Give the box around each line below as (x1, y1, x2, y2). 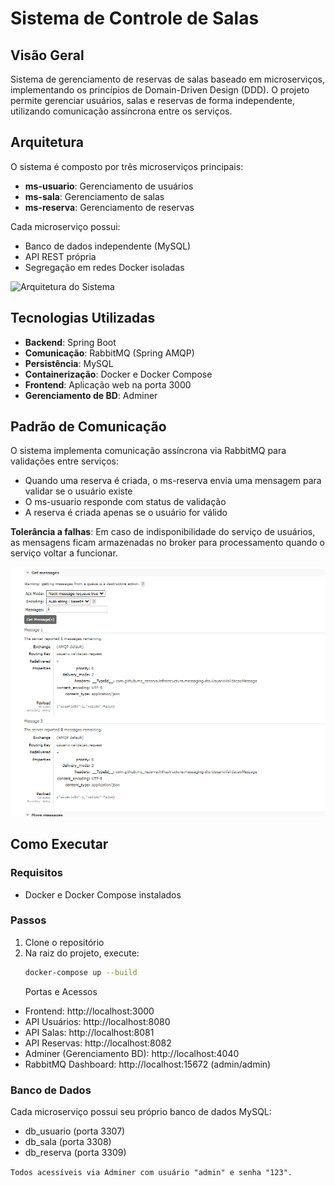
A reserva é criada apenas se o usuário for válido (24, 507, 228, 519)
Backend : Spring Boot (24, 336, 117, 348)
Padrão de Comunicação (10, 418, 167, 436)
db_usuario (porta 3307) (24, 1125, 126, 1137)
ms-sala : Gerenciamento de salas (24, 190, 165, 202)
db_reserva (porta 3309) (24, 1147, 127, 1159)
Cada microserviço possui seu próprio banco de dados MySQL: (10, 1106, 272, 1118)
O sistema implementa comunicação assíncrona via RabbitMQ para (10, 445, 287, 457)
